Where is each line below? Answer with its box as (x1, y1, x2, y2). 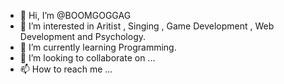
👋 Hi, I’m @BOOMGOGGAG (19, 10, 132, 21)
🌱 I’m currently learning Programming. (19, 41, 177, 53)
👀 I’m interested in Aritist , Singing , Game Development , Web (19, 20, 275, 32)
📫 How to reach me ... (19, 63, 113, 75)
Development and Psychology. (19, 31, 147, 42)
